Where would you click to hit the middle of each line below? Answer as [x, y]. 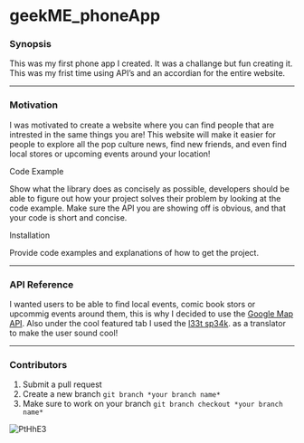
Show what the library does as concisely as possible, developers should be [149, 189]
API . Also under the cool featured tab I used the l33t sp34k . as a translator [148, 324]
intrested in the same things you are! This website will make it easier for [142, 134]
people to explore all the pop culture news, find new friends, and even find [148, 144]
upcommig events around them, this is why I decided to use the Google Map [152, 314]
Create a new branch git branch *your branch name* [121, 394]
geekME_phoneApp [85, 16]
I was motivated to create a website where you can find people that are [142, 125]
